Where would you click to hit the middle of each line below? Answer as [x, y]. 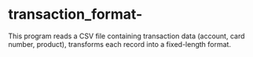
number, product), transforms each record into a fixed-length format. [120, 44]
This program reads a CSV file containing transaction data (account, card [126, 36]
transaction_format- [75, 14]
